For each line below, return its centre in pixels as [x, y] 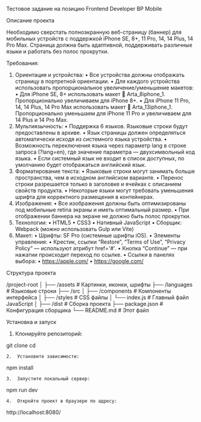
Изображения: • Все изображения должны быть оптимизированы [100, 203]
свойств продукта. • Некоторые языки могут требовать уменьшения [104, 190]
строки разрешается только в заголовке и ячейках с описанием [98, 184]
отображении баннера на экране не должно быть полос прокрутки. [103, 216]
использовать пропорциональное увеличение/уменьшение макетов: [104, 88]
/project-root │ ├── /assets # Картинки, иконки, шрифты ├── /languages [100, 284]
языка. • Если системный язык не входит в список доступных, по [100, 158]
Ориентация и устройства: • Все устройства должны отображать [100, 75]
